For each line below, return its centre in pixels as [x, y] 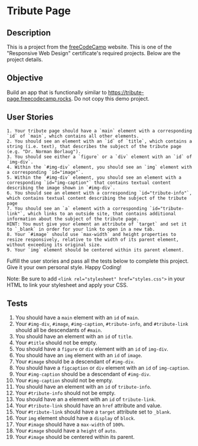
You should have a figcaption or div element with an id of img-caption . [102, 368]
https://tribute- [126, 92]
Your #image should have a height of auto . [66, 431]
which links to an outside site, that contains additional [102, 214]
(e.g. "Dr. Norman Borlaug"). [44, 151]
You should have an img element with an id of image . [79, 355]
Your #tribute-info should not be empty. [65, 393]
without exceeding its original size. [54, 245]
